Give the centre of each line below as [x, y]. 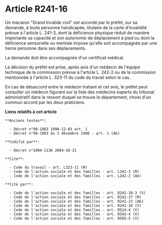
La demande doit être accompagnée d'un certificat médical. [65, 57]
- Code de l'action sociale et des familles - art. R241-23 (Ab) [77, 201]
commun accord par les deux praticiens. [45, 102]
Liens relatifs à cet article [31, 112]
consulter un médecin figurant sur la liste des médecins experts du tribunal [80, 92]
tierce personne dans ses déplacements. [45, 48]
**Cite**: [15, 159]
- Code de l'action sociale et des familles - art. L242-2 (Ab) [75, 176]
